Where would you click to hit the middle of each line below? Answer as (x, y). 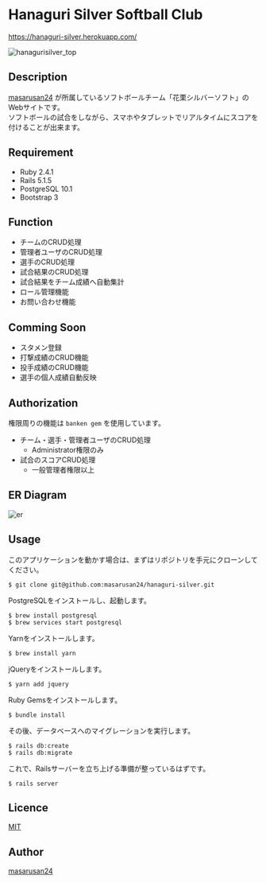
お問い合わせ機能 (48, 302)
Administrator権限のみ (68, 450)
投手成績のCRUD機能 (54, 368)
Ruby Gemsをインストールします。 (65, 700)
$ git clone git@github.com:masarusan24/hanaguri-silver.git (112, 585)
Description (38, 77)
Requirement (41, 153)
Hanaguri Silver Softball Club (106, 15)
